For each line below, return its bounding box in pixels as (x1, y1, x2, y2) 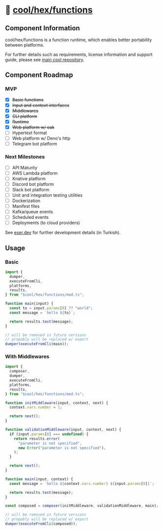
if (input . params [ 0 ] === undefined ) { (9, 432, 89, 437)
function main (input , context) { (5, 477, 73, 482)
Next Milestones (5, 154, 45, 161)
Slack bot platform (12, 186, 50, 192)
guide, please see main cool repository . (5, 57, 85, 63)
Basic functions (12, 96, 44, 102)
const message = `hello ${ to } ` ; (9, 310, 76, 315)
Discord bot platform (12, 181, 54, 187)
